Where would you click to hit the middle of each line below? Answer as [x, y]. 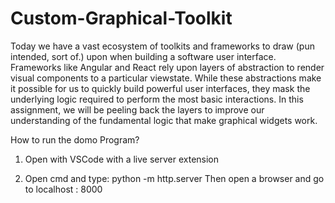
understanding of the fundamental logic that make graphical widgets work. [164, 120]
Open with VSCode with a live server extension [122, 159]
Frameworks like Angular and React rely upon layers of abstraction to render [167, 67]
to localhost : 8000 [63, 189]
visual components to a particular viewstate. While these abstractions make [166, 78]
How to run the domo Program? [75, 139]
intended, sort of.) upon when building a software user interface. [143, 56]
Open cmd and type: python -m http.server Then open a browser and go [174, 178]
